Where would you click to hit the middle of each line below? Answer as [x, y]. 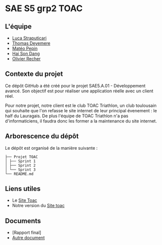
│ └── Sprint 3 [20, 170]
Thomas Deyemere [31, 43]
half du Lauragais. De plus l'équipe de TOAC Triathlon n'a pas [67, 116]
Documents [23, 221]
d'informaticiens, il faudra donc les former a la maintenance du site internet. [81, 121]
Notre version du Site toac [38, 206]
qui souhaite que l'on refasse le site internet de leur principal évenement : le [81, 110]
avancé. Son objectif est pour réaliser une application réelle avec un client [79, 91]
